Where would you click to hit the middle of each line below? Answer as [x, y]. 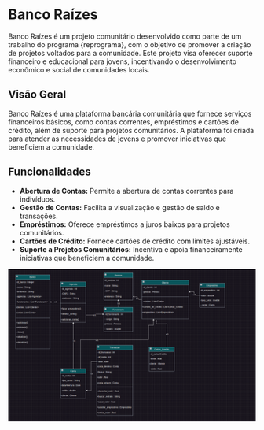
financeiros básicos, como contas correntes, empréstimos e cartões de [124, 122]
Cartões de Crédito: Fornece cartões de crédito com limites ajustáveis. [134, 241]
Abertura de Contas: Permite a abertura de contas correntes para [126, 191]
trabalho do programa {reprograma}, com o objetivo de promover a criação [130, 44]
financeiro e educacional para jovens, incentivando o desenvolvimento [123, 61]
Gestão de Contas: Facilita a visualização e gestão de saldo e [119, 207]
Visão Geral [37, 95]
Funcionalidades [50, 172]
